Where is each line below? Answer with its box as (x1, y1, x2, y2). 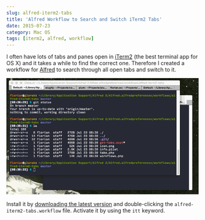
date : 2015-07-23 (6, 23, 51, 29)
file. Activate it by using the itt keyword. (62, 207, 165, 215)
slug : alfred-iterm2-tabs (6, 10, 72, 16)
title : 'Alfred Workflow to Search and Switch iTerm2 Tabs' (6, 16, 163, 23)
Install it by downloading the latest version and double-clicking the (6, 200, 173, 208)
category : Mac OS (6, 29, 51, 35)
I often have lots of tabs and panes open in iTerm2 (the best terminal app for (6, 53, 198, 60)
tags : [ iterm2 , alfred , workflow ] (6, 35, 95, 42)
